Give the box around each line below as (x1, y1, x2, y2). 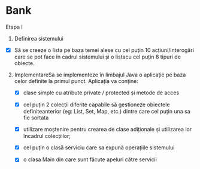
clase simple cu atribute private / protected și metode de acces (23, 89, 180, 96)
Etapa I (5, 23, 23, 30)
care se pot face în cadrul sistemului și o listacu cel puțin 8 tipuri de (14, 53, 181, 60)
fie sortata (23, 114, 49, 121)
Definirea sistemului (14, 35, 63, 42)
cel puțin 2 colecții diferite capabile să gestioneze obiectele (23, 101, 170, 108)
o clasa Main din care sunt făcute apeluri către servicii (23, 156, 157, 163)
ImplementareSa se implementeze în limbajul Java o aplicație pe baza (14, 71, 186, 78)
